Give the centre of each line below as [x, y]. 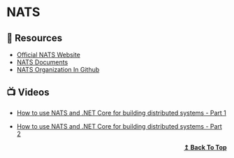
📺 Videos [28, 93]
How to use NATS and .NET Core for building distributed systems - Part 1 [121, 113]
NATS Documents [42, 62]
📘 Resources [35, 38]
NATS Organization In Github [58, 70]
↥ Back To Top [205, 147]
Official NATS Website [49, 55]
